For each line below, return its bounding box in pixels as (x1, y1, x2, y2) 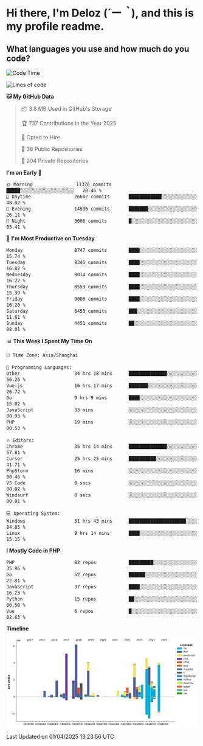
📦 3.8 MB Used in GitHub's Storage (21, 105, 112, 112)
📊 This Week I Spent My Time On (6, 338, 92, 344)
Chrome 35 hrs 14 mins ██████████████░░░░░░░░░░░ (6, 444, 198, 450)
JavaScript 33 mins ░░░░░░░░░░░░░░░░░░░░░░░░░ (6, 407, 198, 413)
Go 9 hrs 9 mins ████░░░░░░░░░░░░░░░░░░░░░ (6, 395, 198, 401)
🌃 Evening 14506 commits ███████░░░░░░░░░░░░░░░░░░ (6, 206, 198, 212)
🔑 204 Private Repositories (21, 157, 89, 164)
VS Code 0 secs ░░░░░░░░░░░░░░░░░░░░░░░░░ (6, 480, 198, 486)
